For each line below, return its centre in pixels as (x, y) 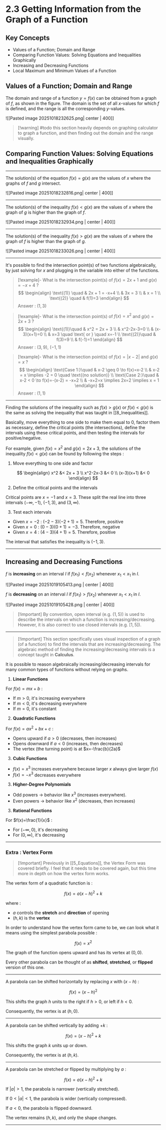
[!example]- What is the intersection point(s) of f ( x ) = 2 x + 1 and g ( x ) (87, 280)
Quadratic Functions (34, 718)
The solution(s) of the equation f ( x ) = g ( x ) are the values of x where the (78, 178)
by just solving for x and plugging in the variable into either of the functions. (83, 270)
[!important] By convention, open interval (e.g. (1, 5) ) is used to (81, 614)
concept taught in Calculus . (46, 655)
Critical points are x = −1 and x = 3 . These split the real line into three (76, 497)
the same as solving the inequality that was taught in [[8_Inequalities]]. (77, 413)
